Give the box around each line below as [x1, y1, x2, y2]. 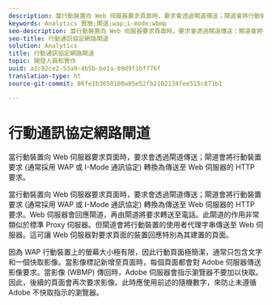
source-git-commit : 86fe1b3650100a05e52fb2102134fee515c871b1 [8, 79, 223, 87]
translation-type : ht [8, 72, 82, 80]
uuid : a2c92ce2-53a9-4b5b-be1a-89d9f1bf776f [8, 65, 161, 73]
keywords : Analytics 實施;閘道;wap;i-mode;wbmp [8, 19, 168, 28]
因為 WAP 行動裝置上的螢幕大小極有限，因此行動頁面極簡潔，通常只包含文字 [8, 248, 263, 257]
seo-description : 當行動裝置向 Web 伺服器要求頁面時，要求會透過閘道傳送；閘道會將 [8, 27, 263, 35]
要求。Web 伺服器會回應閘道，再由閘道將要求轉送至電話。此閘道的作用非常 [8, 210, 260, 219]
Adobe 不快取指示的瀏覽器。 [8, 288, 104, 298]
